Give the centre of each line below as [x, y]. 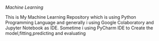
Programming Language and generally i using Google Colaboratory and [80, 23]
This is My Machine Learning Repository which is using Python [71, 17]
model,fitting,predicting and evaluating [46, 33]
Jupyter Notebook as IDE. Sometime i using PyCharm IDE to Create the [79, 28]
